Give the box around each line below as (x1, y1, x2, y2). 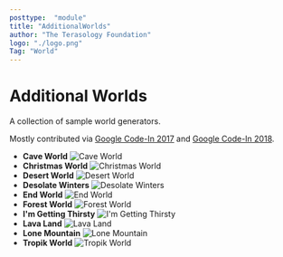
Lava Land (22, 218, 62, 229)
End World (22, 189, 63, 200)
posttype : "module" (9, 13, 88, 23)
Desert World (22, 170, 74, 181)
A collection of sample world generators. (9, 116, 161, 127)
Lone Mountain (22, 228, 81, 239)
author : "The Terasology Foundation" (9, 30, 152, 39)
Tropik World (22, 237, 73, 249)
